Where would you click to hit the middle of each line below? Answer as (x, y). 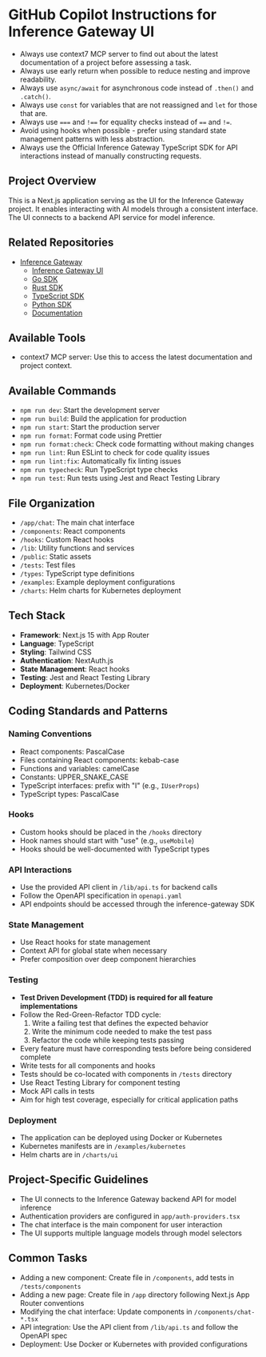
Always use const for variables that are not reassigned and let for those (139, 105)
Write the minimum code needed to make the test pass (122, 1031)
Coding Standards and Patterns (88, 711)
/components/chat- (225, 1312)
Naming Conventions (50, 734)
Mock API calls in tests (57, 1091)
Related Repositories (61, 243)
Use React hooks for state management (85, 943)
